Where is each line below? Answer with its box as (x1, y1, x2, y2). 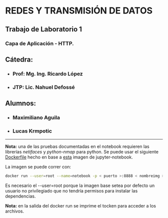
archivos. (5, 208, 24, 214)
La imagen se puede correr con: (5, 164, 71, 170)
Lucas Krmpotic (12, 127, 52, 134)
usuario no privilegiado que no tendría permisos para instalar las (5, 188, 138, 194)
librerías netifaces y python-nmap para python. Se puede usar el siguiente (5, 149, 159, 155)
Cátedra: (5, 55, 33, 63)
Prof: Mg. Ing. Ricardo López (12, 70, 83, 77)
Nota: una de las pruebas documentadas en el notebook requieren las (5, 143, 149, 149)
